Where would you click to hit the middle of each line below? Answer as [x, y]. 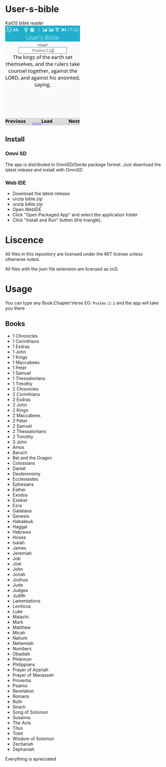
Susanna [21, 717]
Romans [21, 696]
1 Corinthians [26, 341]
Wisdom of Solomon [33, 739]
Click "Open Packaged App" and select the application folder [75, 214]
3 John [20, 442]
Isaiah [18, 543]
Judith [19, 595]
